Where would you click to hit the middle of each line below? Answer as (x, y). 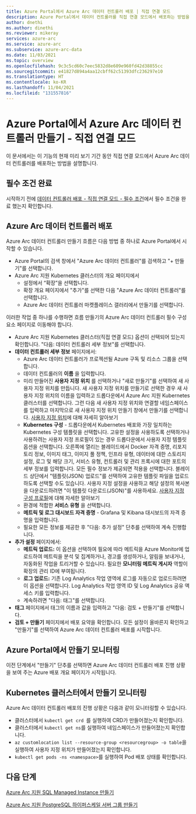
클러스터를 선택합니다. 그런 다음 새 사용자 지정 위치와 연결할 (91, 403)
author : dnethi (24, 22)
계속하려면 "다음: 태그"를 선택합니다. (64, 600)
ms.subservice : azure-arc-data (44, 50)
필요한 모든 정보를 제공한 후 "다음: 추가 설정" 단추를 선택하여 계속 (97, 527)
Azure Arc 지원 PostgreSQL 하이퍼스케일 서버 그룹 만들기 (72, 805)
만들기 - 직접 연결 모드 (86, 138)
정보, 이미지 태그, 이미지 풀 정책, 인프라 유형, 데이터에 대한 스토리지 (110, 454)
